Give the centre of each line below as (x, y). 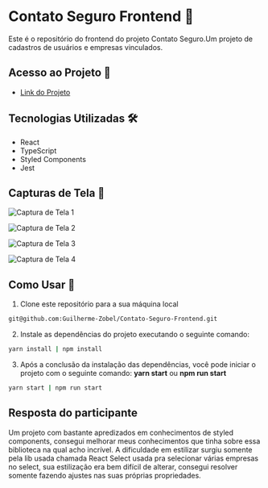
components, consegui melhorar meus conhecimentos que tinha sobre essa (134, 441)
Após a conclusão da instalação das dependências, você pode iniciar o (138, 364)
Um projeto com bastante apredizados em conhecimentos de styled (121, 432)
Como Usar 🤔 (42, 284)
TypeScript (38, 150)
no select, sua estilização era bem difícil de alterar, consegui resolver (123, 466)
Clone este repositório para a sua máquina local (99, 304)
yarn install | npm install (56, 349)
